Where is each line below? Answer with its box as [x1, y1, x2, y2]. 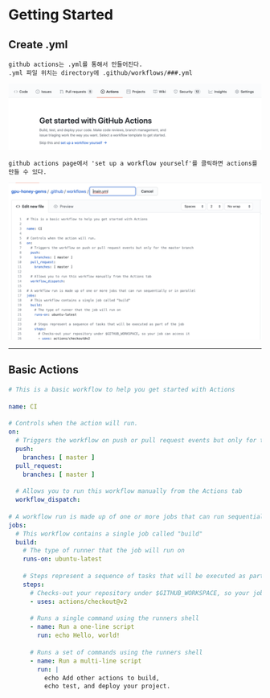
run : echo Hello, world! [37, 631, 121, 640]
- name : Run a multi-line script [29, 657, 142, 665]
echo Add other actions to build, [43, 674, 160, 682]
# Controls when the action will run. [8, 420, 138, 428]
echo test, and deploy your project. [43, 682, 171, 691]
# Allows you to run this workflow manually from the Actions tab [15, 487, 243, 495]
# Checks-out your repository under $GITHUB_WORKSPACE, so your [29, 589, 250, 597]
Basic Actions [8, 363, 79, 377]
